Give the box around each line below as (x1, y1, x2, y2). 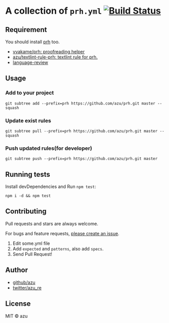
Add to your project (5, 89, 54, 96)
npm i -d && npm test (5, 193, 51, 199)
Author (5, 266, 28, 274)
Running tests (5, 170, 51, 179)
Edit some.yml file (12, 240, 50, 246)
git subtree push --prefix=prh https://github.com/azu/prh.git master (5, 156, 158, 162)
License (5, 300, 31, 308)
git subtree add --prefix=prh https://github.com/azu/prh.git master (5, 101, 156, 106)
